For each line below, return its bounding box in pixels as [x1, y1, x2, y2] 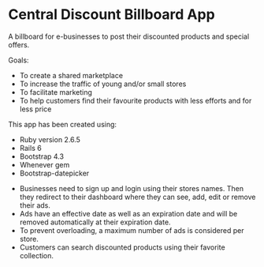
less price [19, 104, 52, 114]
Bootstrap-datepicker [19, 168, 90, 178]
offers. [8, 39, 30, 49]
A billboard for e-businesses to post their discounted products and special [8, 32, 250, 41]
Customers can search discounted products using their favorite [19, 243, 226, 252]
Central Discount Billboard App [8, 6, 215, 24]
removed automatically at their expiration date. [19, 217, 171, 227]
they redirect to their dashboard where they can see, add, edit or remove [19, 192, 256, 201]
